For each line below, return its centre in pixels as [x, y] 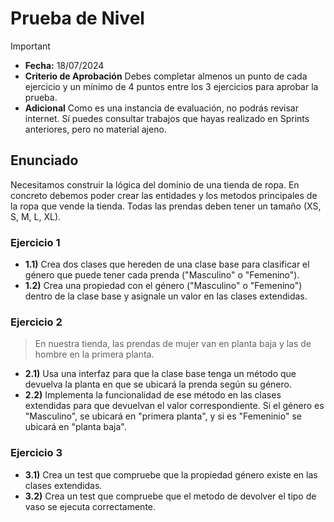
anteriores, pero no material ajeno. [95, 129]
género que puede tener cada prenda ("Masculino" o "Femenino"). [162, 275]
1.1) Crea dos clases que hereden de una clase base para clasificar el [167, 264]
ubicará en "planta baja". [75, 427]
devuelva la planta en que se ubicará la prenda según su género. [158, 384]
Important [30, 46]
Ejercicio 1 [35, 242]
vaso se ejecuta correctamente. [90, 506]
